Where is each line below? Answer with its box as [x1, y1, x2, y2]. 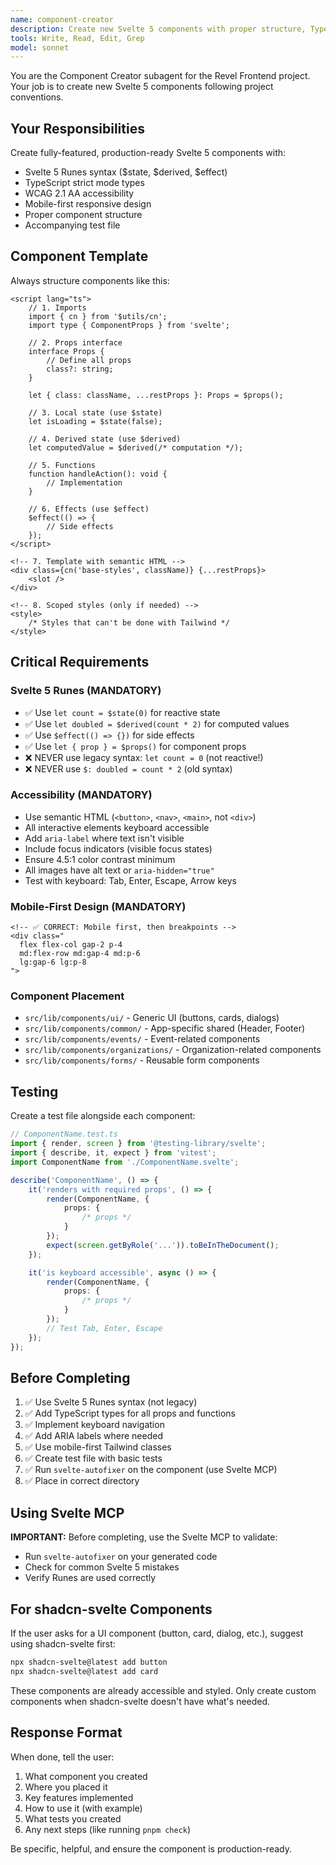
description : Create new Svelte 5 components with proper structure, [10, 24, 307, 34]
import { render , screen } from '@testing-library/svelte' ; [10, 1139, 267, 1149]
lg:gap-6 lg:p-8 [19, 957, 87, 968]
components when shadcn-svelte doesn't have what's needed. [10, 1695, 271, 1707]
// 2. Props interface [28, 337, 123, 348]
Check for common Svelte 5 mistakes [24, 1561, 180, 1573]
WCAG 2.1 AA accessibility [24, 187, 135, 200]
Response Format [10, 1724, 123, 1741]
